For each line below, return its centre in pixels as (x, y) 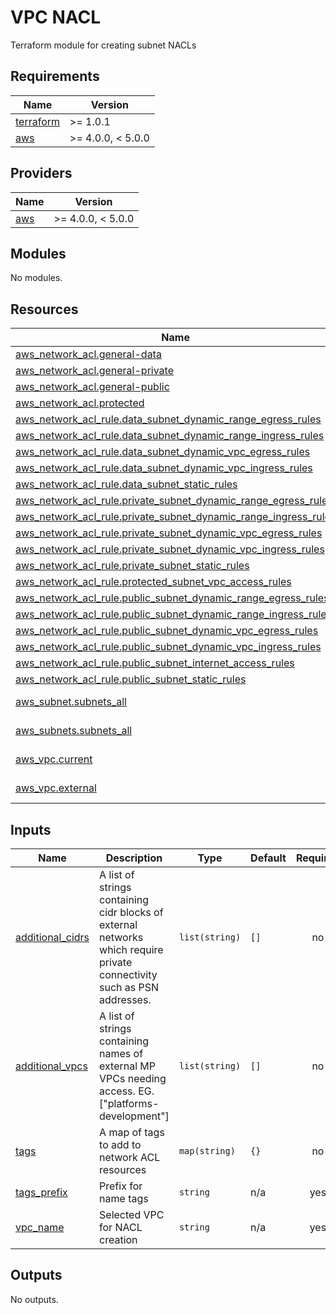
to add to (120, 1144)
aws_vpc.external (56, 788)
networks (121, 937)
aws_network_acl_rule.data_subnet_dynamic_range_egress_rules (168, 419)
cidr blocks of (131, 912)
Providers (41, 173)
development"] (134, 1116)
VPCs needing (133, 1078)
